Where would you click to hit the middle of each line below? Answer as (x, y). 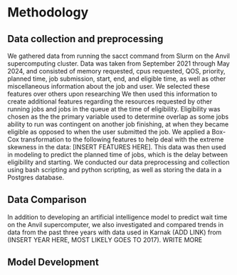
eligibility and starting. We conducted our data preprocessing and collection (118, 162)
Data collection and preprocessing (85, 39)
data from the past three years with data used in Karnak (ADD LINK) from (115, 232)
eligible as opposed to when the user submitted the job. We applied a (109, 132)
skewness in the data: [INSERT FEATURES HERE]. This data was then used (117, 147)
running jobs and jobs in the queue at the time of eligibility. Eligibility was (114, 109)
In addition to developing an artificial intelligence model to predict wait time (117, 217)
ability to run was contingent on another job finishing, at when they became (118, 124)
